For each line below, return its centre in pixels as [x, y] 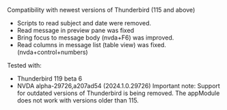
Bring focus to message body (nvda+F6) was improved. [95, 38]
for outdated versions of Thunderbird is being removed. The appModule [118, 93]
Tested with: [25, 65]
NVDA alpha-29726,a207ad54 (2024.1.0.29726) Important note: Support [118, 86]
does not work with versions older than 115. [78, 100]
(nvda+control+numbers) [52, 52]
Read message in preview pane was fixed [76, 30]
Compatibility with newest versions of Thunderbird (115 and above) [101, 10]
